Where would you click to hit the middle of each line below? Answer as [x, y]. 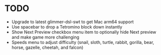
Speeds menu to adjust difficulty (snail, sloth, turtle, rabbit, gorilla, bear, [83, 42]
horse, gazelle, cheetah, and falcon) [47, 47]
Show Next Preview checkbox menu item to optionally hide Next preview [84, 32]
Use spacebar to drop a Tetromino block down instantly [67, 27]
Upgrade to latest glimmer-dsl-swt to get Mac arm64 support [73, 22]
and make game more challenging [45, 37]
